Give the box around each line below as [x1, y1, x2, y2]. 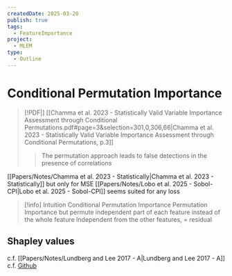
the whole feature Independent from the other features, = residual [24, 215, 213, 223]
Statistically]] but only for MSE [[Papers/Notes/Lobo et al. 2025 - [7, 179, 193, 188]
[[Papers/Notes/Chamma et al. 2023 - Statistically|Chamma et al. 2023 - [7, 172, 214, 181]
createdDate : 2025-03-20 [7, 10, 79, 17]
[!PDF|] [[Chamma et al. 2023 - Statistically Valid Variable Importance [24, 108, 223, 117]
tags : [7, 23, 23, 30]
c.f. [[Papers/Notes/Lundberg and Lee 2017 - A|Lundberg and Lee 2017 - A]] [7, 254, 225, 262]
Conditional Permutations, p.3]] [24, 138, 114, 146]
